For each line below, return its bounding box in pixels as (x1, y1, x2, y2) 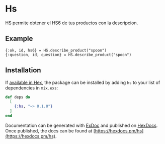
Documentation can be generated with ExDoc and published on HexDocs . (5, 122, 158, 128)
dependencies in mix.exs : (5, 84, 58, 91)
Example (5, 34, 33, 43)
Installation (5, 66, 41, 75)
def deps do (5, 94, 30, 100)
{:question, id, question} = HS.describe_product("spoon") (5, 52, 132, 57)
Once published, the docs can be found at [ (5, 127, 96, 134)
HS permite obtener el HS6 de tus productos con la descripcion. (5, 20, 138, 26)
